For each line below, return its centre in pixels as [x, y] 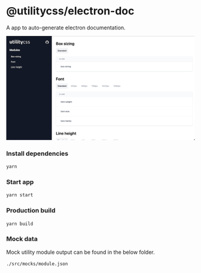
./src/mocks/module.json [37, 264]
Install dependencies [37, 153]
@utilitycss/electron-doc [70, 11]
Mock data [22, 239]
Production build [31, 211]
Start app [20, 182]
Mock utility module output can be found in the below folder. [81, 252]
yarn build [20, 224]
